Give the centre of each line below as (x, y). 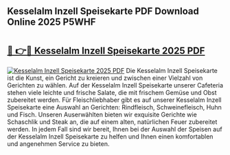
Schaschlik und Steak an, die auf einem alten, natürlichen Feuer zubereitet (112, 122)
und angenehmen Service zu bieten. (58, 144)
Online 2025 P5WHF (51, 22)
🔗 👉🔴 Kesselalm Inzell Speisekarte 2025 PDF (106, 51)
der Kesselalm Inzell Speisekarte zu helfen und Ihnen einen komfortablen (110, 136)
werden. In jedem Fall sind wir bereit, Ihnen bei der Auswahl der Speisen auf (115, 129)
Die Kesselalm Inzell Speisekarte (172, 71)
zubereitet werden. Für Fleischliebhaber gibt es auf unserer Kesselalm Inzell (114, 100)
